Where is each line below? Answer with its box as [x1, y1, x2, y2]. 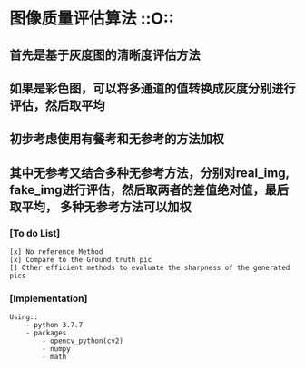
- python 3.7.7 [25, 321, 84, 330]
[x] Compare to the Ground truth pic [9, 256, 152, 265]
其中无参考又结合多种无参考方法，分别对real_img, [9, 165, 290, 180]
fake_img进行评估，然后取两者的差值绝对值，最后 [9, 182, 289, 198]
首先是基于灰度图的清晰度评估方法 [9, 47, 201, 63]
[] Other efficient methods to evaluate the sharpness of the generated [9, 264, 290, 273]
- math [42, 353, 67, 362]
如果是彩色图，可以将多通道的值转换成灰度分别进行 [9, 81, 296, 96]
